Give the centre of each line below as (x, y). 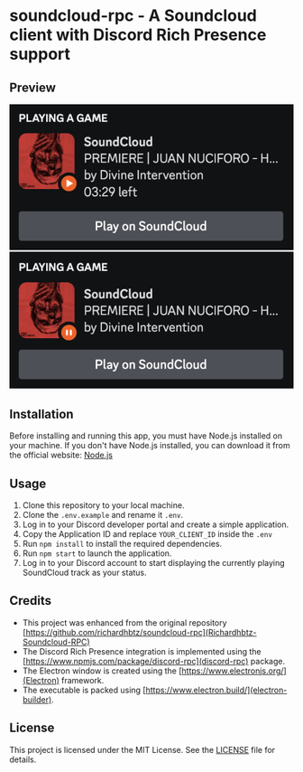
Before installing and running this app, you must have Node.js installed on (146, 436)
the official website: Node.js (61, 455)
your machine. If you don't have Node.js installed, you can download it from (150, 446)
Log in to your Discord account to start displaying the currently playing (154, 562)
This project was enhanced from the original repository (124, 622)
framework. (83, 680)
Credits (31, 601)
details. (23, 759)
